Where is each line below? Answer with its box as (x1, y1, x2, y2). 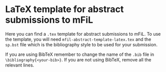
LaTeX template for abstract (5, 4, 124, 15)
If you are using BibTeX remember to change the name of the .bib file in (5, 51, 154, 57)
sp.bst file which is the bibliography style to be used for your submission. (5, 41, 157, 47)
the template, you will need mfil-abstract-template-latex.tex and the (5, 36, 151, 42)
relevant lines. (5, 62, 34, 68)
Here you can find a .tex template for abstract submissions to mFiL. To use (5, 31, 161, 37)
